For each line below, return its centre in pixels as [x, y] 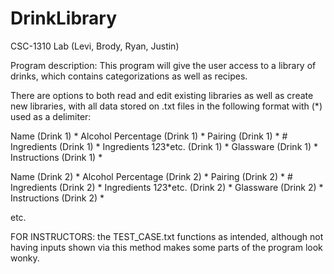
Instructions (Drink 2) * [57, 198]
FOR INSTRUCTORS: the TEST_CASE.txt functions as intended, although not [167, 236]
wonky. [25, 258]
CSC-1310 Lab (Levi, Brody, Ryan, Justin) [95, 46]
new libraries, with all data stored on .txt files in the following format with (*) [166, 106]
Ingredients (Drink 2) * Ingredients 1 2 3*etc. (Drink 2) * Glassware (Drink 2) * [167, 187]
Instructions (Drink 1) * [56, 157]
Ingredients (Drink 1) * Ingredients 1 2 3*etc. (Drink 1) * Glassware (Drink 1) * [164, 146]
